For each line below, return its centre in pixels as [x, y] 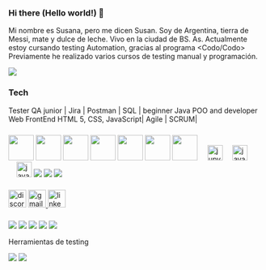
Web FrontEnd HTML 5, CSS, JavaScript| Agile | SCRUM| [103, 119]
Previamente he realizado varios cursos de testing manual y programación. [133, 57]
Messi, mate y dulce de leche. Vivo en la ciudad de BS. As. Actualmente [128, 39]
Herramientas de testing [49, 242]
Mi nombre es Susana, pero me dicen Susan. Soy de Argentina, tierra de [129, 31]
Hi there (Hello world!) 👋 [56, 13]
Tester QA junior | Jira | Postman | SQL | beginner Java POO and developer [133, 110]
